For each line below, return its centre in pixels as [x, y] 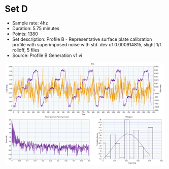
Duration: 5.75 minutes [36, 28]
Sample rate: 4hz [30, 23]
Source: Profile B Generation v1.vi [47, 55]
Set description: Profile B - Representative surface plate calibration [82, 39]
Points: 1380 [25, 34]
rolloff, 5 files [26, 50]
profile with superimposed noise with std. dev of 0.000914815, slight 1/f [87, 44]
